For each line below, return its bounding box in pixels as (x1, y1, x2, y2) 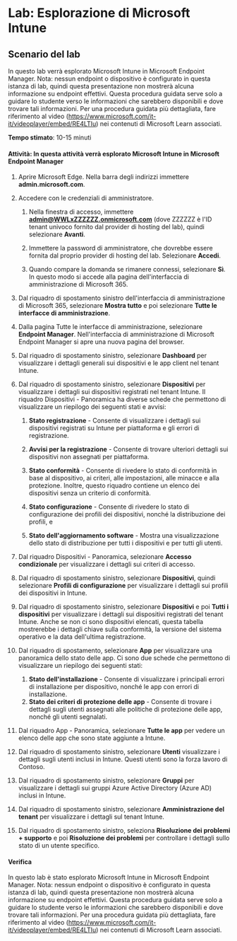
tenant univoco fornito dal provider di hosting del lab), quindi (28, 223, 205, 231)
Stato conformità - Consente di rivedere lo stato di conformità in (28, 466, 217, 475)
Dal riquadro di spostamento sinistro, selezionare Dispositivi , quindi (18, 574, 216, 582)
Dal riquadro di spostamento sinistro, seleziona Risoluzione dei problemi (18, 826, 231, 835)
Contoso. (18, 763, 45, 771)
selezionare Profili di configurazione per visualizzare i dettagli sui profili (18, 582, 229, 590)
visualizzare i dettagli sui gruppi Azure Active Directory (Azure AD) (18, 784, 212, 792)
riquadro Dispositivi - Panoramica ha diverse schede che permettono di (18, 395, 226, 404)
